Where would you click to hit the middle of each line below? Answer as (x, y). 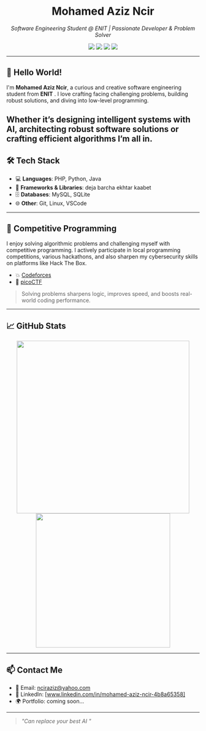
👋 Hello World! (34, 73)
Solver (103, 34)
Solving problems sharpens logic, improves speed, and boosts (100, 293)
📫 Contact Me (35, 670)
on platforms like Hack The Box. (47, 263)
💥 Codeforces (33, 275)
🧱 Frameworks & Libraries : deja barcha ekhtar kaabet (83, 187)
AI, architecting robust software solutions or (93, 129)
